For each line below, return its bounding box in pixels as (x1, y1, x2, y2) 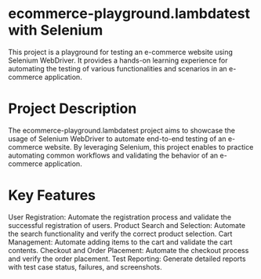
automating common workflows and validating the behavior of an (8, 150, 219, 160)
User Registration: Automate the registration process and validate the (8, 212, 232, 222)
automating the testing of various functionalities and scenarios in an (8, 63, 227, 73)
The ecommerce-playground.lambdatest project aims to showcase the (8, 125, 235, 135)
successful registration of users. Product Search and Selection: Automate (8, 220, 245, 230)
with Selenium (8, 21, 103, 39)
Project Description (8, 100, 137, 118)
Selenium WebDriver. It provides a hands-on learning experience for (8, 56, 228, 65)
